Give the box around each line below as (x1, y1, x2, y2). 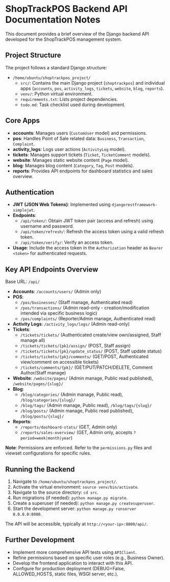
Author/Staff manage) (20, 370, 66, 376)
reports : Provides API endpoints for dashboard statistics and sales (12, 168, 153, 174)
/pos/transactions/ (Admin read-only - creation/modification (20, 305, 150, 311)
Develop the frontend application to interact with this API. (12, 560, 133, 566)
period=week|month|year (20, 436, 71, 441)
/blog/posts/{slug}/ (20, 414, 64, 419)
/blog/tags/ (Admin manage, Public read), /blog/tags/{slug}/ (20, 402, 152, 409)
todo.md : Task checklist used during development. (20, 102, 126, 108)
